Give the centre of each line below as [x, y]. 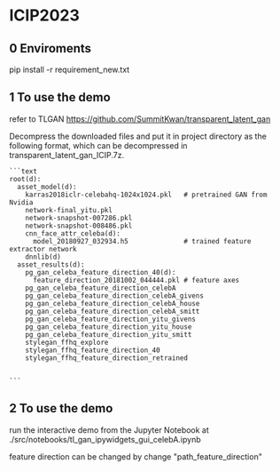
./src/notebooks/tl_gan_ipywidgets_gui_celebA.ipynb [105, 439]
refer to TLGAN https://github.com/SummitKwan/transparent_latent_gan [140, 119]
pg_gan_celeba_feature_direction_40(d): [101, 272]
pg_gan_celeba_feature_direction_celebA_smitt [113, 311]
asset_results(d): [51, 264]
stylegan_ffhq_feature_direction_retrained [107, 358]
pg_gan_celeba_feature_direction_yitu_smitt [109, 334]
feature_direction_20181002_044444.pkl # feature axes [136, 280]
